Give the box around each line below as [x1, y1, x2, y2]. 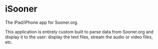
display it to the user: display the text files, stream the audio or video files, [5, 34, 153, 40]
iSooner [5, 3, 37, 15]
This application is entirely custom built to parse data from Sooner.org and [5, 29, 154, 34]
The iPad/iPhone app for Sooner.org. [5, 19, 79, 25]
